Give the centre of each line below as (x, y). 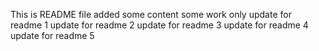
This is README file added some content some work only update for (151, 14)
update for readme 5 (52, 35)
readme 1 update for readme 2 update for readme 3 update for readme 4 (159, 25)
